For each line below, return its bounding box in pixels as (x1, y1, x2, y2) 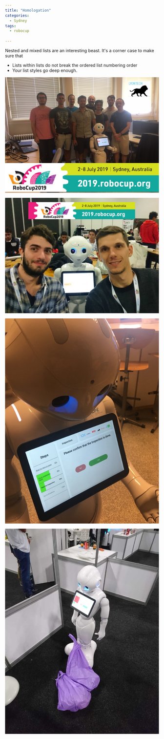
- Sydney (9, 18, 27, 23)
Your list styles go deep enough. (12, 67, 78, 73)
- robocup (9, 28, 29, 34)
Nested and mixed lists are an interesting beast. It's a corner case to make (5, 48, 155, 53)
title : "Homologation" (5, 8, 51, 13)
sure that (5, 53, 23, 59)
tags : (5, 23, 16, 28)
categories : (5, 13, 29, 18)
